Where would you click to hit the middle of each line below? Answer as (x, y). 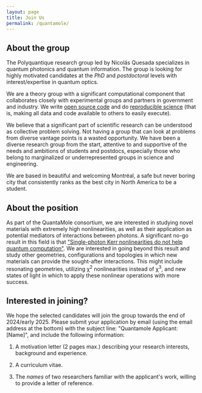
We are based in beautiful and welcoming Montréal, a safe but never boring (101, 176)
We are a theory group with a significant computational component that (96, 94)
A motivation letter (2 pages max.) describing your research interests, (102, 347)
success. (18, 281)
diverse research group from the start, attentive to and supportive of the (97, 144)
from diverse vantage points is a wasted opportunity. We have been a (93, 138)
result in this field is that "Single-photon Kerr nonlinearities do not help (95, 242)
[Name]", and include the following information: (65, 335)
